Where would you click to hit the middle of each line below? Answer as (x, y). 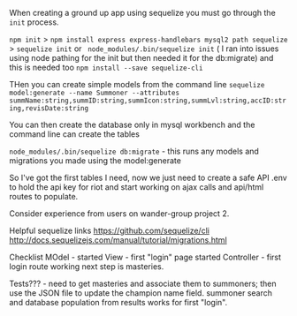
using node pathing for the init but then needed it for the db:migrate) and (141, 58)
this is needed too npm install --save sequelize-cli (106, 67)
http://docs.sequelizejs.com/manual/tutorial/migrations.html (118, 240)
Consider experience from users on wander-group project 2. (119, 214)
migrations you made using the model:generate (95, 161)
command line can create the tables (74, 134)
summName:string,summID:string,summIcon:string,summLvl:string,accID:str (148, 101)
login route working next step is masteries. (87, 267)
